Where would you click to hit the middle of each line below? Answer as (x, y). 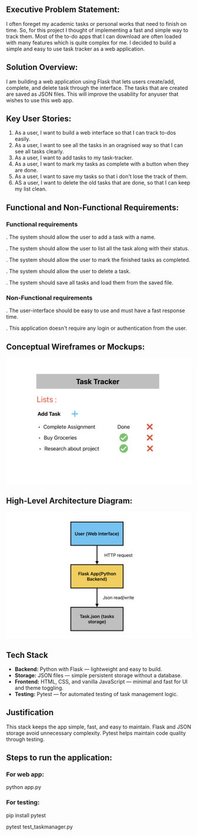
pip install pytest (26, 815)
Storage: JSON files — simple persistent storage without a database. (98, 675)
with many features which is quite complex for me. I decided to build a (91, 42)
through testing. (26, 739)
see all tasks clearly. (39, 152)
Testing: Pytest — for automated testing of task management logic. (96, 694)
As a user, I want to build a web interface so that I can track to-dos (95, 133)
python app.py (24, 787)
